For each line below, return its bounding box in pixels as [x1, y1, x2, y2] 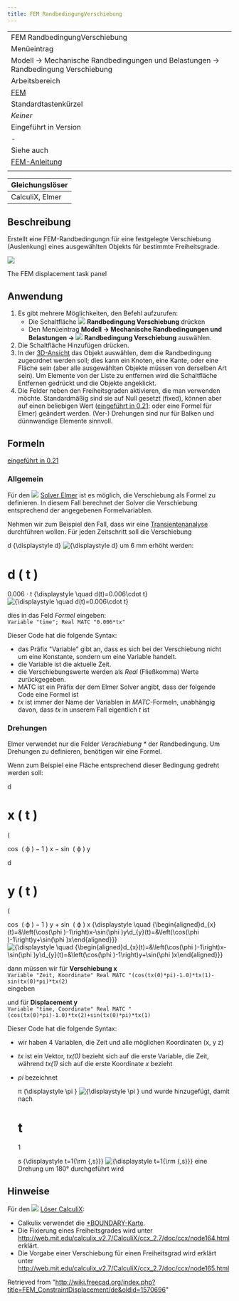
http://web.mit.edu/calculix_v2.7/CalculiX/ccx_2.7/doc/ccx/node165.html [17, 1264, 230, 1273]
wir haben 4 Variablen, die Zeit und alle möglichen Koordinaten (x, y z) [17, 1038, 224, 1047]
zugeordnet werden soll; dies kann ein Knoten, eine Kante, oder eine [17, 357, 219, 365]
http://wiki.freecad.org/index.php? [55, 1278, 156, 1287]
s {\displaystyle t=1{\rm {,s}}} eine [17, 1157, 208, 1166]
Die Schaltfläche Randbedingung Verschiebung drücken [28, 317, 206, 326]
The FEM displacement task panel [7, 270, 107, 278]
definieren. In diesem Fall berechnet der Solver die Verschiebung [7, 499, 198, 507]
